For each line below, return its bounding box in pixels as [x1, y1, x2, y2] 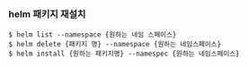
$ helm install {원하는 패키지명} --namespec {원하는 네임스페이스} [8, 49, 240, 59]
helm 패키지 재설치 [8, 7, 86, 20]
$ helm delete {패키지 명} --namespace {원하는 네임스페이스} [8, 40, 222, 49]
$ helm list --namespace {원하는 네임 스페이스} [8, 30, 177, 39]
